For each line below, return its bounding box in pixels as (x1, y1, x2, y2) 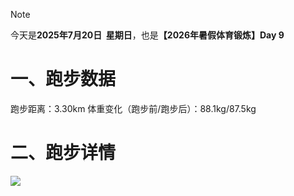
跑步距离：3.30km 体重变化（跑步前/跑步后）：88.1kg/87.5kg (10, 102, 257, 114)
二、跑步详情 (10, 142, 117, 164)
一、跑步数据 (10, 68, 117, 91)
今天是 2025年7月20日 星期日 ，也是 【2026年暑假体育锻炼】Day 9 (10, 29, 285, 41)
